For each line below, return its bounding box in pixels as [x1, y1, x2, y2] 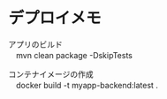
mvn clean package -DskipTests [15, 49, 133, 60]
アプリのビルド [8, 39, 63, 49]
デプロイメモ [8, 8, 102, 28]
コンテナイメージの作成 [8, 68, 94, 80]
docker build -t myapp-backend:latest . [15, 80, 158, 90]
